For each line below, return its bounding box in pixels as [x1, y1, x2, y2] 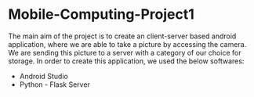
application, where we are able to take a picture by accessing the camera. [8, 39, 247, 48]
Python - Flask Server [19, 80, 90, 89]
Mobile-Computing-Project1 [8, 5, 194, 23]
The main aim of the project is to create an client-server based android [8, 31, 237, 41]
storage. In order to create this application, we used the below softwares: [8, 56, 245, 66]
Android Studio [19, 71, 68, 81]
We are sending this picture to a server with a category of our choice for [8, 48, 241, 57]
